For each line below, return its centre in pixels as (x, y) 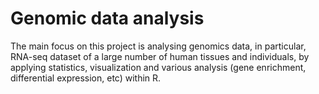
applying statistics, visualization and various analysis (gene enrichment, (158, 67)
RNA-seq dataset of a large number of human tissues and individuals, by (160, 56)
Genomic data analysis (107, 18)
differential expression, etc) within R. (86, 78)
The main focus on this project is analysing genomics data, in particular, (158, 46)
